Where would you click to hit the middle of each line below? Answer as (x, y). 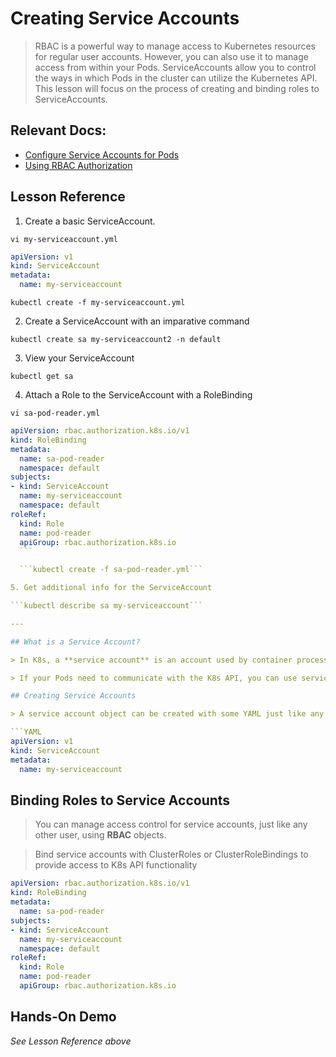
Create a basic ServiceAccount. (90, 221)
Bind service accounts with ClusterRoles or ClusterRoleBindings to (171, 854)
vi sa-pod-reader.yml (55, 413)
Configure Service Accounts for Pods (102, 154)
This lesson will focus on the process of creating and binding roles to (177, 88)
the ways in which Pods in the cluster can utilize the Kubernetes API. (176, 78)
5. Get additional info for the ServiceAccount (111, 588)
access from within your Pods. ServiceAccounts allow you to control (175, 67)
